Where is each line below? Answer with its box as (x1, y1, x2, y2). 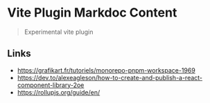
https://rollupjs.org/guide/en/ (17, 88, 100, 96)
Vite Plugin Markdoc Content (7, 5, 177, 21)
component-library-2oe (17, 81, 85, 89)
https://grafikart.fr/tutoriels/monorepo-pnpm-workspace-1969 (17, 66, 195, 74)
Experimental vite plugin (24, 28, 94, 36)
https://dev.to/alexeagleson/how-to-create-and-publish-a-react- (17, 73, 203, 82)
